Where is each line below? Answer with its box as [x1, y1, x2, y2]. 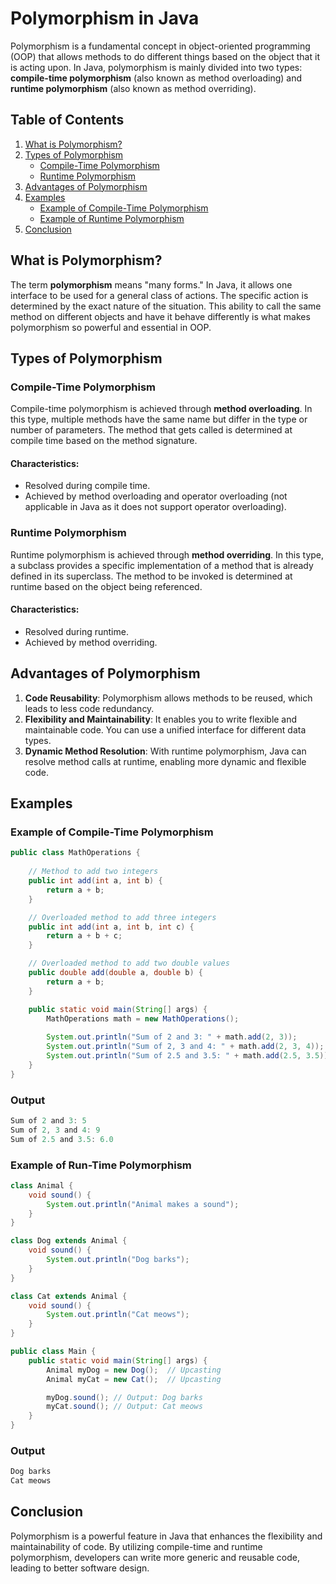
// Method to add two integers [28, 867, 159, 877]
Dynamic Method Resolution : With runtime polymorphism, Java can [24, 745, 307, 757]
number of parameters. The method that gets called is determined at [10, 424, 293, 436]
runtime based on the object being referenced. [10, 580, 203, 592]
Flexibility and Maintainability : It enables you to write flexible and [24, 713, 298, 725]
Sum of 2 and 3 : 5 [10, 1116, 87, 1126]
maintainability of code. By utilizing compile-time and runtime [10, 1540, 263, 1552]
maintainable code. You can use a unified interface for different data [24, 723, 307, 736]
